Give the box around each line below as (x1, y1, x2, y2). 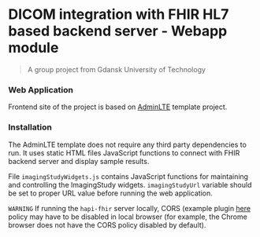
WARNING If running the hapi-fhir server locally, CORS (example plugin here (8, 203, 251, 213)
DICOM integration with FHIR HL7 (8, 5, 229, 24)
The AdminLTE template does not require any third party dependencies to (8, 140, 247, 149)
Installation (8, 122, 53, 133)
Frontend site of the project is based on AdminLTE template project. (8, 102, 228, 111)
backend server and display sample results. (8, 156, 150, 166)
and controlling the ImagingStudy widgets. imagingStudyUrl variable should (8, 180, 252, 189)
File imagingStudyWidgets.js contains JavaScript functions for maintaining (8, 171, 249, 181)
